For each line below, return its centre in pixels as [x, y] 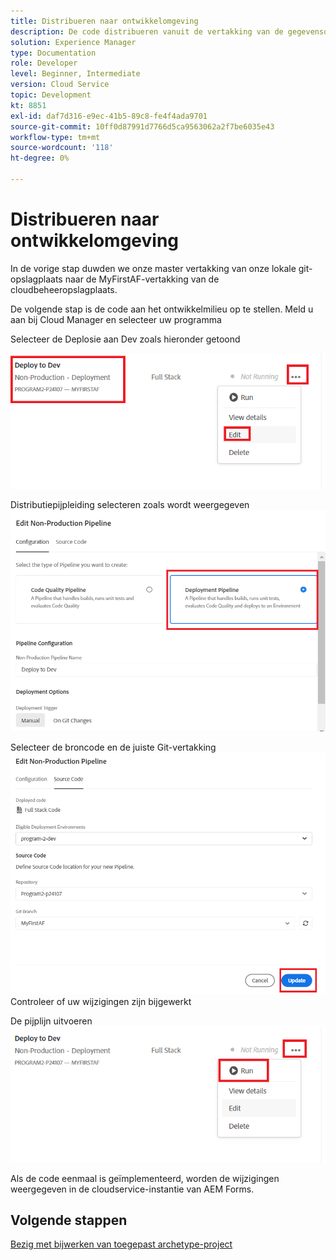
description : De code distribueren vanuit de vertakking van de [147, 31]
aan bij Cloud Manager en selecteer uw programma [116, 319]
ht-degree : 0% [40, 158]
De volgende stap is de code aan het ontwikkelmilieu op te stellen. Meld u [162, 309]
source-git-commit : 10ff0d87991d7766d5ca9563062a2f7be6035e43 [142, 126]
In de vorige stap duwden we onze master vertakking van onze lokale [153, 268]
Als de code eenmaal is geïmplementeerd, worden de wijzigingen [145, 1178]
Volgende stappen [69, 1220]
